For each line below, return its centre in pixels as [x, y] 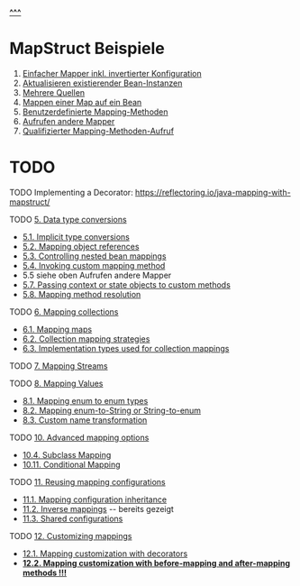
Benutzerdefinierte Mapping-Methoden [95, 112]
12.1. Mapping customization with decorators [105, 554]
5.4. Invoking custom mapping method [94, 265]
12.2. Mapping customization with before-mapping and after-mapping [156, 563]
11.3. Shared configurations [73, 518]
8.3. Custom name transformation [85, 420]
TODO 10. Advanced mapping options [79, 437]
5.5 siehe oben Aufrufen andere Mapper [97, 275]
